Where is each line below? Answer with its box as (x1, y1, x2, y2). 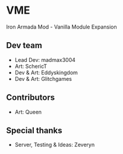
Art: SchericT (14, 62, 48, 70)
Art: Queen (14, 108, 42, 115)
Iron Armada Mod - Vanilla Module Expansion (6, 23, 117, 30)
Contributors (6, 93, 55, 103)
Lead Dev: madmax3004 (14, 56, 76, 63)
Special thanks (6, 125, 62, 136)
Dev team (6, 40, 43, 51)
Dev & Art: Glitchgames (14, 75, 72, 82)
